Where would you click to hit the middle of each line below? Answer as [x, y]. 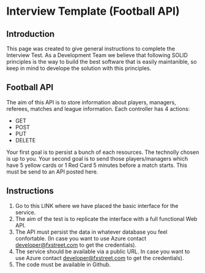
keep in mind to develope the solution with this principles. [79, 68]
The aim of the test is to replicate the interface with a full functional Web [106, 218]
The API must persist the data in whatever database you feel [91, 232]
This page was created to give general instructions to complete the [91, 48]
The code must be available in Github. [63, 264]
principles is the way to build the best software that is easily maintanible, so [102, 62]
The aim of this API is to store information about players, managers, [91, 102]
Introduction [31, 34]
